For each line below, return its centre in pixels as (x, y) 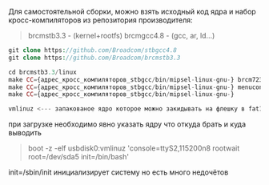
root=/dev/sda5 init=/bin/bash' (78, 157)
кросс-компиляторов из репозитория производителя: (101, 20)
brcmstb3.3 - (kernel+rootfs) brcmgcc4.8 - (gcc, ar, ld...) (121, 36)
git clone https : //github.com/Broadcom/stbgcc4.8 (93, 50)
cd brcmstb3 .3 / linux (43, 72)
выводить (25, 133)
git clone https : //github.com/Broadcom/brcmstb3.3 (94, 58)
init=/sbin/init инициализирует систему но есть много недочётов (118, 172)
